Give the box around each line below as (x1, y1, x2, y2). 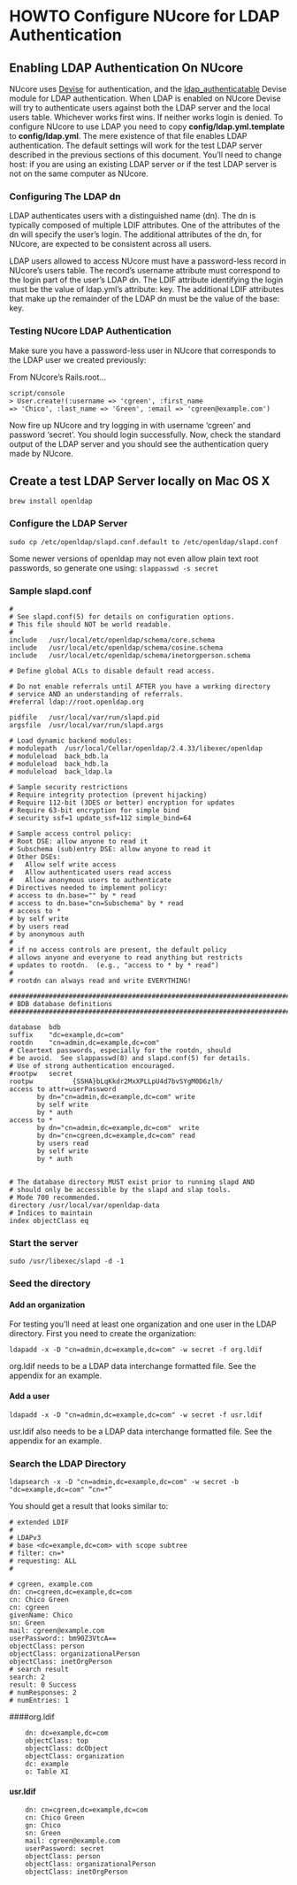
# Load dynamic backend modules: (9, 736, 133, 745)
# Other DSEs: (9, 852, 62, 861)
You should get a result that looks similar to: (9, 1500, 169, 1511)
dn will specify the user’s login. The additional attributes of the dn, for (9, 229, 263, 240)
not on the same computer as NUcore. (9, 168, 148, 179)
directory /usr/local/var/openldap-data (9, 1201, 161, 1210)
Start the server (9, 1236, 79, 1249)
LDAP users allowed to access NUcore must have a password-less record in (9, 256, 287, 266)
